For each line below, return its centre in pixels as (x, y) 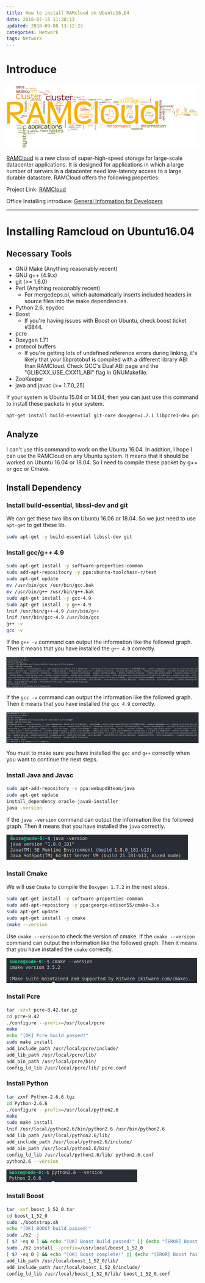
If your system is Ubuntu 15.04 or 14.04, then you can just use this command (103, 397)
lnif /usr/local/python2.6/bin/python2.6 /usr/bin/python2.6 (86, 1129)
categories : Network (33, 32)
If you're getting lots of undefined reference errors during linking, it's (111, 353)
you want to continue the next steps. (52, 760)
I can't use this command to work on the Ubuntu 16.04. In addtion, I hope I (99, 449)
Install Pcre (23, 996)
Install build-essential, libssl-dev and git (67, 505)
